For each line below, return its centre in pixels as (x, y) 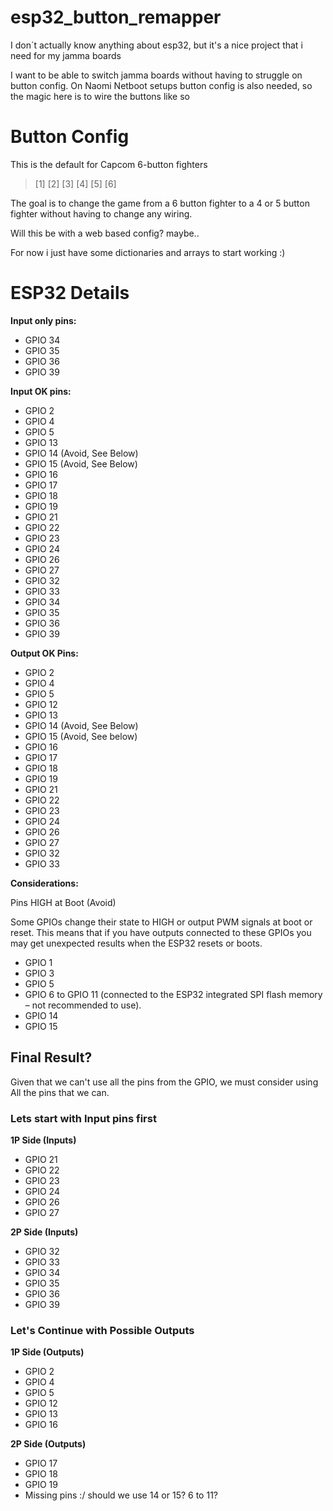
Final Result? (51, 1057)
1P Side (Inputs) (43, 1140)
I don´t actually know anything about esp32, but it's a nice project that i (156, 45)
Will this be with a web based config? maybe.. (105, 233)
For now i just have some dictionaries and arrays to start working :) (148, 252)
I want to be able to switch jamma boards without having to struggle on (156, 75)
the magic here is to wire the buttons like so (100, 96)
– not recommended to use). (83, 1005)
